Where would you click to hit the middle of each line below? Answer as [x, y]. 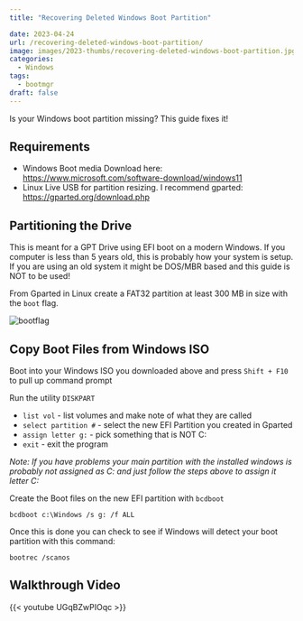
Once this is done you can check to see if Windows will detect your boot [143, 532]
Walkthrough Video [65, 585]
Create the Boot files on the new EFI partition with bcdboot [117, 498]
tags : [19, 76]
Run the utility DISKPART [52, 398]
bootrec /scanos [40, 558]
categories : [32, 60]
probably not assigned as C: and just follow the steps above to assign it [143, 471]
